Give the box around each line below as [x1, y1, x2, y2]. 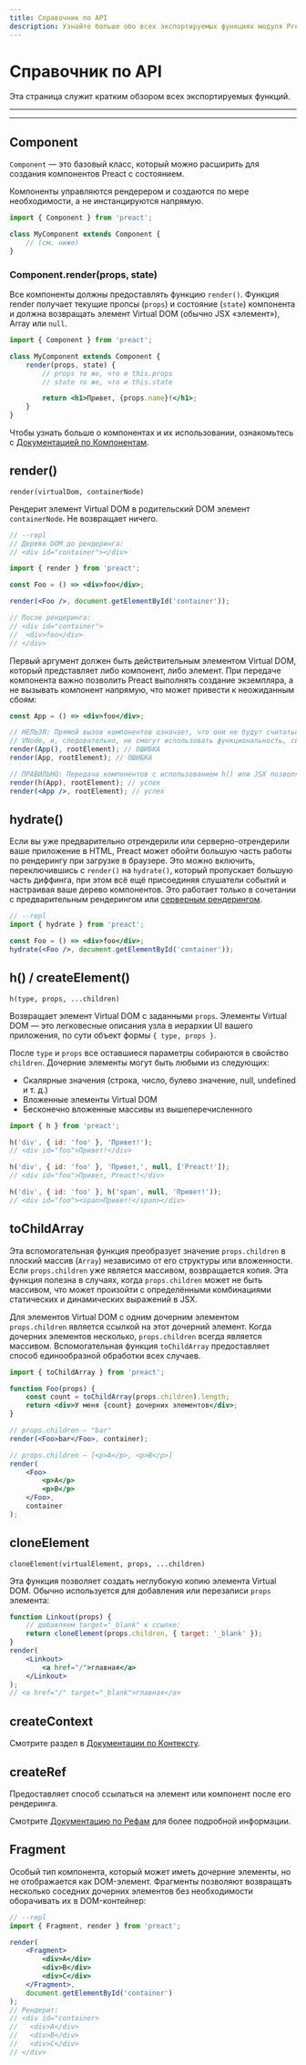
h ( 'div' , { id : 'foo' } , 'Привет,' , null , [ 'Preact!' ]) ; [9, 1163, 230, 1172]
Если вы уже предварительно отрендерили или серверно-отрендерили [9, 836, 290, 847]
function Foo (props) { [9, 1384, 96, 1393]
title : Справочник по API [9, 13, 107, 23]
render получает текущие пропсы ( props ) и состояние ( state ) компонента [9, 299, 296, 310]
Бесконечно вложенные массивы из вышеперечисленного [22, 1104, 253, 1114]
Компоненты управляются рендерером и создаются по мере [9, 186, 250, 197]
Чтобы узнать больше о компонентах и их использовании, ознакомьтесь [9, 427, 294, 438]
